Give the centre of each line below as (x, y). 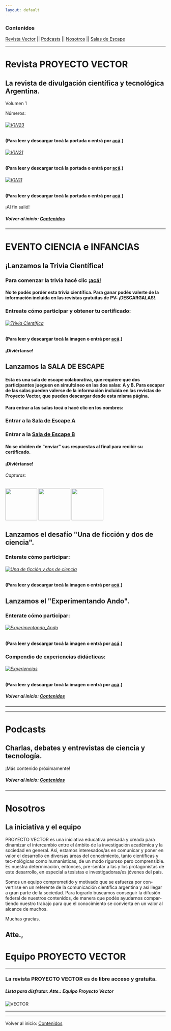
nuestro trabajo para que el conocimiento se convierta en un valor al (91, 904)
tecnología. (24, 756)
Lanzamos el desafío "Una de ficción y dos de (79, 535)
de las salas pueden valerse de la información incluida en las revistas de (83, 390)
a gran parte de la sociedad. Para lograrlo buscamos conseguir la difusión (83, 892)
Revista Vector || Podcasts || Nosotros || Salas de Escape (65, 39)
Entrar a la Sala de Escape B (40, 434)
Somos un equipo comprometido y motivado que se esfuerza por (74, 882)
